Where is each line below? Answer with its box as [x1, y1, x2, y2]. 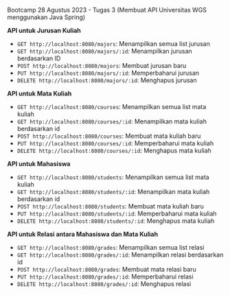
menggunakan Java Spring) [7, 13, 86, 21]
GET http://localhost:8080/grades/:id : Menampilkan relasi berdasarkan [16, 250, 224, 259]
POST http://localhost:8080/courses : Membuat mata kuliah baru [16, 132, 201, 140]
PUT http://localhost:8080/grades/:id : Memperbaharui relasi [16, 272, 194, 281]
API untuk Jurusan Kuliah [7, 27, 81, 34]
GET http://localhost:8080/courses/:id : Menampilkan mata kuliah [16, 117, 207, 126]
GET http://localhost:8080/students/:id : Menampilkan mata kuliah [16, 188, 210, 196]
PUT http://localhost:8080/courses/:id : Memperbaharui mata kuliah [16, 139, 214, 147]
